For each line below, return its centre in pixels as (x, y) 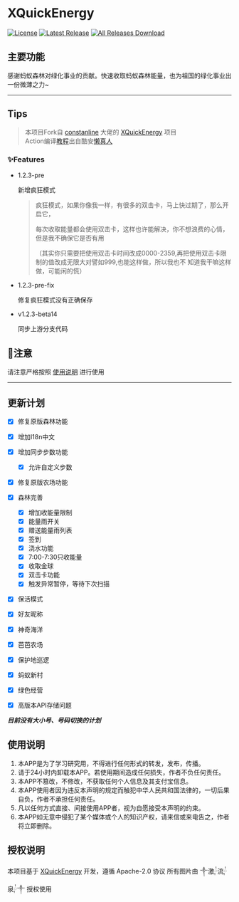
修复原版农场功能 (43, 482)
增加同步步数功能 (43, 452)
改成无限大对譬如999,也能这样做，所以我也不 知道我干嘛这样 (143, 262)
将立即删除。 (36, 825)
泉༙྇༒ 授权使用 (30, 888)
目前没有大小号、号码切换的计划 (54, 720)
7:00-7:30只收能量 (55, 557)
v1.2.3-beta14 (38, 314)
